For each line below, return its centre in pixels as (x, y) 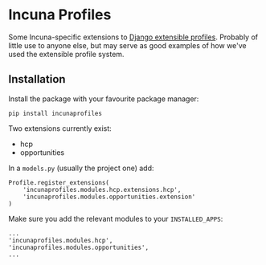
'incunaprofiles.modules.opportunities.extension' (109, 197)
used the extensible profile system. (66, 54)
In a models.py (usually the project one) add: (81, 168)
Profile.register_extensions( (59, 182)
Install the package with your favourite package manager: (104, 99)
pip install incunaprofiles (55, 113)
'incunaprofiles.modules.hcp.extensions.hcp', (102, 190)
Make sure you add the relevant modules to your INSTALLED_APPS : (116, 218)
